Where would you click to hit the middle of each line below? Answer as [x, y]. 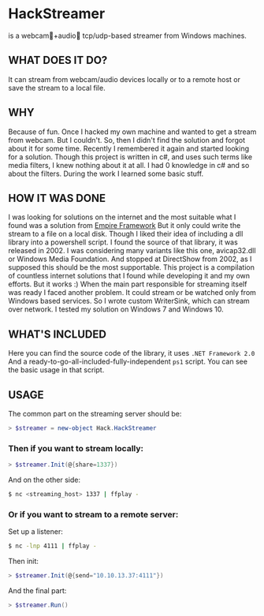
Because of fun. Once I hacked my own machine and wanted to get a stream [132, 132]
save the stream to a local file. [57, 88]
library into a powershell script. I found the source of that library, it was [123, 242]
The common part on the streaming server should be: [95, 414]
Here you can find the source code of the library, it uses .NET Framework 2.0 [132, 353]
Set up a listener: [35, 532]
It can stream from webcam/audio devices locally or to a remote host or [125, 79]
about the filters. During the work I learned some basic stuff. [106, 174]
